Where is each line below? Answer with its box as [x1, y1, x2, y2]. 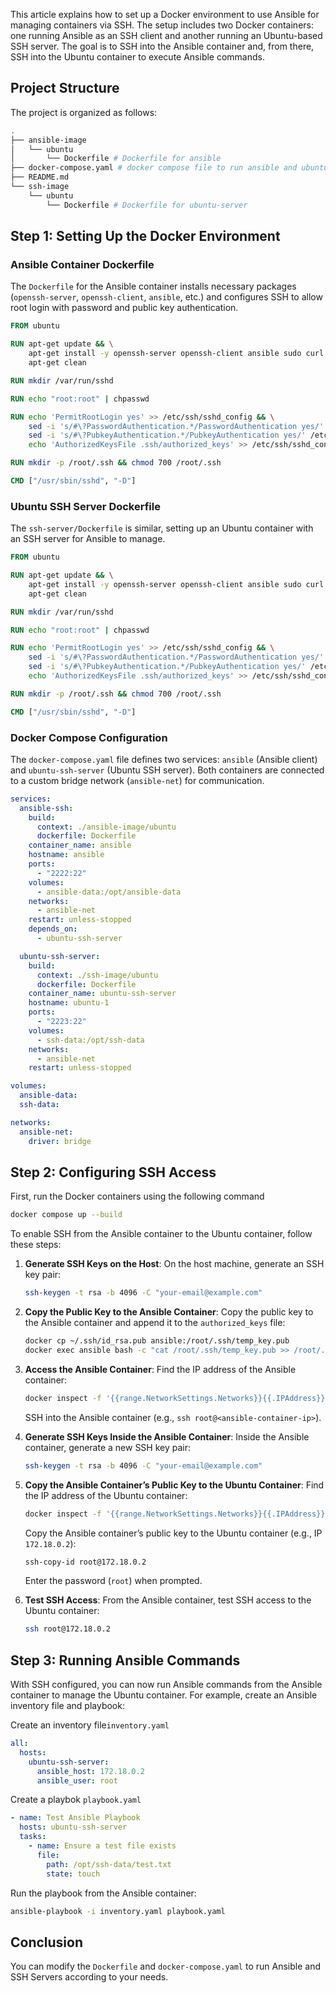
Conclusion [10, 1934, 84, 1951]
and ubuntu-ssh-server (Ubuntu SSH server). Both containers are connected [10, 764, 325, 776]
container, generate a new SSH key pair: [24, 1441, 192, 1453]
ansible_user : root [36, 1775, 118, 1786]
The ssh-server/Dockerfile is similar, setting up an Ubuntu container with [10, 522, 314, 534]
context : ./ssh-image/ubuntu [36, 970, 159, 980]
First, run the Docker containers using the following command [10, 1190, 265, 1203]
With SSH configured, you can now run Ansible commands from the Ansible [10, 1679, 323, 1691]
